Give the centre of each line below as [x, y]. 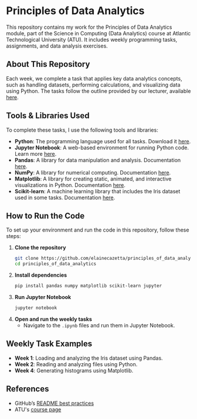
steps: [13, 236]
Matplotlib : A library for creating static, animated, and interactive [93, 179]
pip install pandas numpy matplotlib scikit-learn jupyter [88, 286]
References [28, 389]
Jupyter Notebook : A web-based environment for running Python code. [102, 148]
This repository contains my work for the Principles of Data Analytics [89, 27]
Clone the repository [40, 247]
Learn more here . [35, 153]
